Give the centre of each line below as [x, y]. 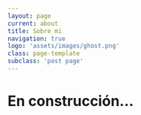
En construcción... [71, 101]
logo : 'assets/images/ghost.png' [64, 46]
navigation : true [37, 38]
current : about [33, 23]
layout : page [29, 16]
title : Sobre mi [35, 31]
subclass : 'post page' [46, 62]
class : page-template [44, 53]
